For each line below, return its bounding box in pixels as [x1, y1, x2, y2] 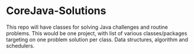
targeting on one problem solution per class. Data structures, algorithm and [6, 36, 188, 43]
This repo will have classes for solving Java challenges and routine [6, 23, 168, 31]
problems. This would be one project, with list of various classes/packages [6, 29, 188, 36]
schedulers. [6, 42, 35, 49]
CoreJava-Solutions [6, 4, 106, 18]
